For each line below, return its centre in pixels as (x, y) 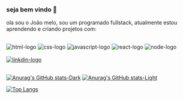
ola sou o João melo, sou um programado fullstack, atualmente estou (92, 23)
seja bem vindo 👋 (31, 10)
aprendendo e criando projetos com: (52, 29)
